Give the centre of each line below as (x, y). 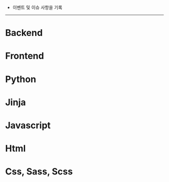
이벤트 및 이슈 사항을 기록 (37, 7)
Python (21, 79)
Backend (24, 33)
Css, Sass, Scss (39, 172)
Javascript (28, 125)
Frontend (25, 56)
